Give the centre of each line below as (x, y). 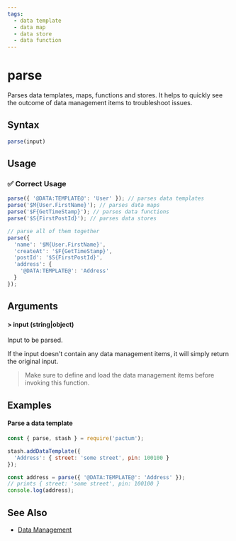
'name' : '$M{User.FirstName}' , (60, 245)
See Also (27, 513)
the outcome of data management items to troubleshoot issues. (100, 103)
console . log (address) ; (41, 491)
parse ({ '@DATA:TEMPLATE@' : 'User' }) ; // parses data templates (106, 199)
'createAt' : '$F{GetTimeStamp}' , (63, 251)
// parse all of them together (54, 231)
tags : (15, 14)
